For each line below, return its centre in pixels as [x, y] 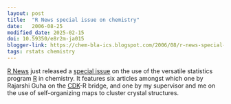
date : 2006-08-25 [35, 26]
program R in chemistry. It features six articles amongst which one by [106, 78]
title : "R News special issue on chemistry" [73, 20]
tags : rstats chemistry [41, 52]
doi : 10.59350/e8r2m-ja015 [46, 39]
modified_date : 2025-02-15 [46, 32]
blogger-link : [27, 45]
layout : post [26, 13]
